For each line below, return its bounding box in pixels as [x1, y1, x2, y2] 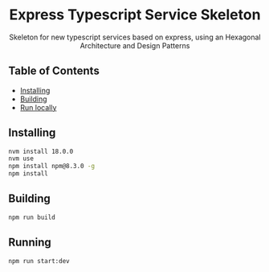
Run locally [19, 102, 57, 112]
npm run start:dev [8, 257, 70, 265]
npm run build [8, 213, 56, 221]
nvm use [8, 155, 35, 163]
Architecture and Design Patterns [79, 40, 190, 50]
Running [8, 236, 52, 249]
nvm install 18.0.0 [8, 147, 74, 155]
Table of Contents [8, 64, 100, 78]
